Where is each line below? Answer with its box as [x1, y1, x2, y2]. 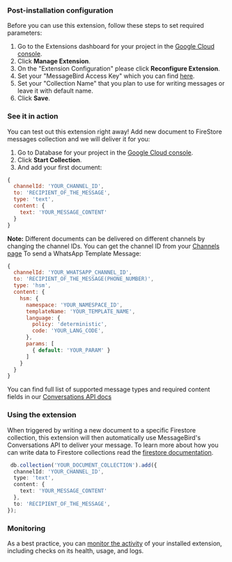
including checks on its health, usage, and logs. [7, 546, 144, 555]
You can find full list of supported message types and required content [7, 385, 210, 393]
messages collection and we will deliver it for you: [7, 134, 150, 143]
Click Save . [17, 94, 51, 102]
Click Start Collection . [17, 155, 82, 164]
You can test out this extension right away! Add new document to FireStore [7, 127, 222, 136]
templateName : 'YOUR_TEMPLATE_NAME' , [25, 308, 136, 315]
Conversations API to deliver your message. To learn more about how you [7, 441, 219, 449]
